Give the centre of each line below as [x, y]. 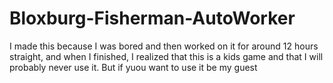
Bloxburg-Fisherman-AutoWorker [152, 18]
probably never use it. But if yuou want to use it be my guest [133, 67]
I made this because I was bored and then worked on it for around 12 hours [164, 46]
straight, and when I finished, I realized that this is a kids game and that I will [166, 56]
